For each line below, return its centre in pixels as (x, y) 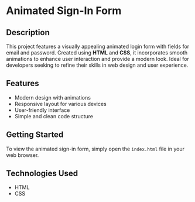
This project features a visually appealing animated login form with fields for (98, 46)
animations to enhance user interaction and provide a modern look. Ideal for (97, 59)
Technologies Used (42, 174)
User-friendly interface (42, 110)
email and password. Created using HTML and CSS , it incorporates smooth (97, 53)
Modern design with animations (52, 97)
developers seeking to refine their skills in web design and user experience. (97, 65)
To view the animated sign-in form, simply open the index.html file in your (95, 149)
